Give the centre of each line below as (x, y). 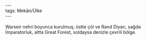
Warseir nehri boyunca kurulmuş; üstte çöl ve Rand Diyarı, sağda (73, 27)
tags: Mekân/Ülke (24, 11)
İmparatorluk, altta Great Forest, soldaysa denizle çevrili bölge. (71, 32)
